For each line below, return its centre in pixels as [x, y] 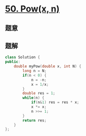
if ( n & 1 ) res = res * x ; [55, 103]
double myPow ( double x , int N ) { [48, 66]
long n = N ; [35, 71]
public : [13, 62]
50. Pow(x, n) [32, 9]
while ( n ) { [34, 98]
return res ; [35, 120]
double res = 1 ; [39, 93]
